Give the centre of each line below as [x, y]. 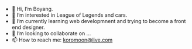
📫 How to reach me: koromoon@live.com [62, 40]
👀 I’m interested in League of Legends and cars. [69, 15]
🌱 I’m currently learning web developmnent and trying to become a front [99, 21]
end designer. [28, 27]
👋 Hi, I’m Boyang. [32, 9]
